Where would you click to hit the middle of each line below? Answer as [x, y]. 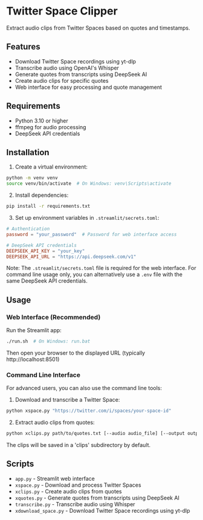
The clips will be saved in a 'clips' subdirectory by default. [79, 445]
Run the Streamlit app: [34, 330]
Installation [28, 152]
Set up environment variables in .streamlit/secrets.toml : [87, 218]
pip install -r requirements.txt [48, 207]
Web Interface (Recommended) [53, 317]
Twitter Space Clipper [62, 11]
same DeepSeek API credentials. [47, 281]
